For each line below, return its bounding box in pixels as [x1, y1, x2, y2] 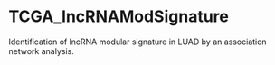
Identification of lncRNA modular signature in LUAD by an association [8, 36, 268, 47]
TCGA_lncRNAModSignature [8, 6, 230, 27]
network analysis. [8, 45, 74, 56]
